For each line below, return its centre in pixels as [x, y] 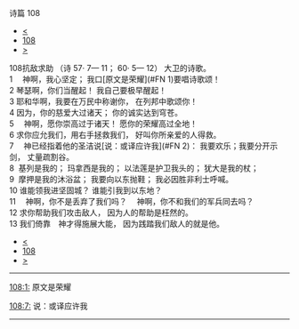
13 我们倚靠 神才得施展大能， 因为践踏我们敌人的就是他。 [117, 224]
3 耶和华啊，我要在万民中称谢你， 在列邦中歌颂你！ [104, 101]
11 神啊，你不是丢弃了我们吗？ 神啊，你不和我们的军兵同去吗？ [132, 201]
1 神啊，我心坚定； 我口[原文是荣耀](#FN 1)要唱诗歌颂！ [115, 79]
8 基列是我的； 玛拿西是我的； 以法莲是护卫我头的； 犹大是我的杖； [134, 168]
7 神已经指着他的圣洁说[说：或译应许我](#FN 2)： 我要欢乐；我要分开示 [144, 146]
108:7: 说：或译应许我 [48, 306]
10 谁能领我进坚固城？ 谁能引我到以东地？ [86, 190]
